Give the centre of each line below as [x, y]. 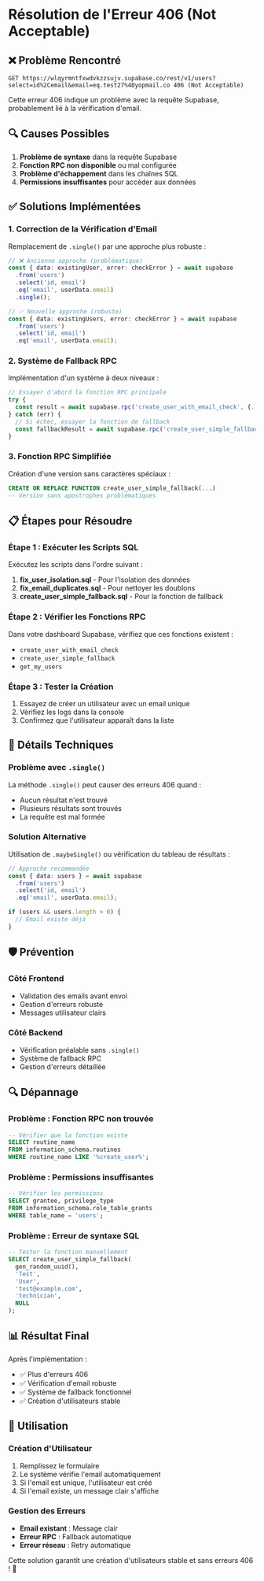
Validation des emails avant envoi [73, 996]
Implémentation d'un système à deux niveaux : [84, 378]
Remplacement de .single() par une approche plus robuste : [107, 246]
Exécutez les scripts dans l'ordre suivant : [75, 565]
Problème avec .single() [57, 768]
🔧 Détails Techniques [61, 745]
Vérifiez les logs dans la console [71, 712]
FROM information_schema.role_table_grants [81, 1209]
